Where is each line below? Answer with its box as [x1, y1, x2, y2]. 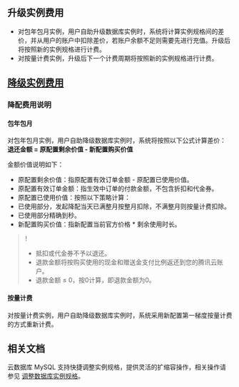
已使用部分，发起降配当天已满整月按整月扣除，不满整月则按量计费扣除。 [17, 202, 230, 211]
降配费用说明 [7, 100, 52, 110]
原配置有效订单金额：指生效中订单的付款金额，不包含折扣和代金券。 [17, 184, 218, 193]
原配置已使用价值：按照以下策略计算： [17, 193, 131, 202]
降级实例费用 [7, 77, 64, 89]
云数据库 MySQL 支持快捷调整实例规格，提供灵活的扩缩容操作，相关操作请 [7, 363, 227, 371]
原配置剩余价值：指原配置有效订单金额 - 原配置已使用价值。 [17, 176, 194, 184]
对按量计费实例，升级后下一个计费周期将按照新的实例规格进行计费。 [17, 54, 218, 62]
